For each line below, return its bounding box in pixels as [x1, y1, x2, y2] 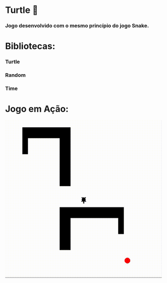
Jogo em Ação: [5, 103, 69, 115]
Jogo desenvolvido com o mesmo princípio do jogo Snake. [5, 22, 149, 29]
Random [5, 72, 26, 79]
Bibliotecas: [5, 41, 56, 52]
